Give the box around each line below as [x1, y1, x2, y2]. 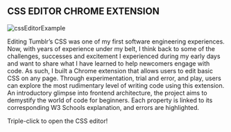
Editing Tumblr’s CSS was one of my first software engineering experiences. [7, 37, 225, 46]
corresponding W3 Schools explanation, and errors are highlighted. [7, 103, 200, 111]
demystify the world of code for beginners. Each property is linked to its [7, 96, 213, 104]
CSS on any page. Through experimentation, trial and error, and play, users [7, 74, 222, 82]
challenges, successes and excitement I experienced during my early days [7, 52, 221, 60]
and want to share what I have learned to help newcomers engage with [7, 59, 210, 68]
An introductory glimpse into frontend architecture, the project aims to [7, 88, 207, 97]
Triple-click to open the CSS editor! [7, 117, 108, 125]
